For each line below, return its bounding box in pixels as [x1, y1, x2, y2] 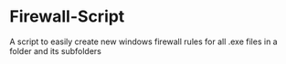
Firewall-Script [9, 6, 125, 27]
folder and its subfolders [9, 45, 102, 56]
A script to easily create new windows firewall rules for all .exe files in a [9, 36, 278, 47]
